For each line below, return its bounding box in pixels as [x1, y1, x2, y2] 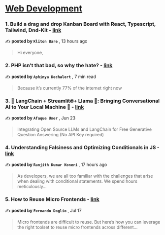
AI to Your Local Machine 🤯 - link [5, 103, 84, 110]
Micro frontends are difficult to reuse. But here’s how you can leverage [17, 219, 161, 225]
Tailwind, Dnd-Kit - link [5, 27, 62, 34]
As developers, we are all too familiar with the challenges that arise [17, 173, 154, 179]
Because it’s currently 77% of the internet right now [17, 85, 122, 91]
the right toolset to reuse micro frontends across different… [17, 224, 138, 230]
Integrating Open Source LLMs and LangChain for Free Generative [17, 126, 152, 132]
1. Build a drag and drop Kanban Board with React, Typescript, [5, 21, 156, 28]
